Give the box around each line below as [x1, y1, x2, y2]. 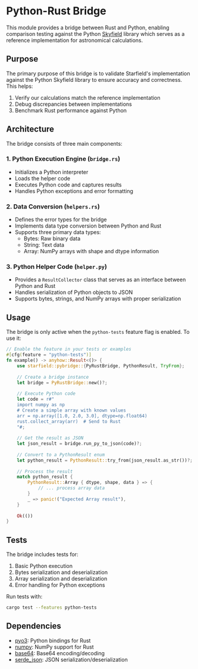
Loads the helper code [14, 174, 70, 182]
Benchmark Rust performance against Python [14, 106, 127, 114]
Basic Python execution [14, 563, 73, 570]
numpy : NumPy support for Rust [14, 643, 94, 650]
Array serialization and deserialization [14, 575, 108, 582]
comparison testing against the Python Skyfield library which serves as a [6, 30, 185, 37]
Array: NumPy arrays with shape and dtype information [23, 248, 159, 255]
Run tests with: [6, 593, 43, 600]
